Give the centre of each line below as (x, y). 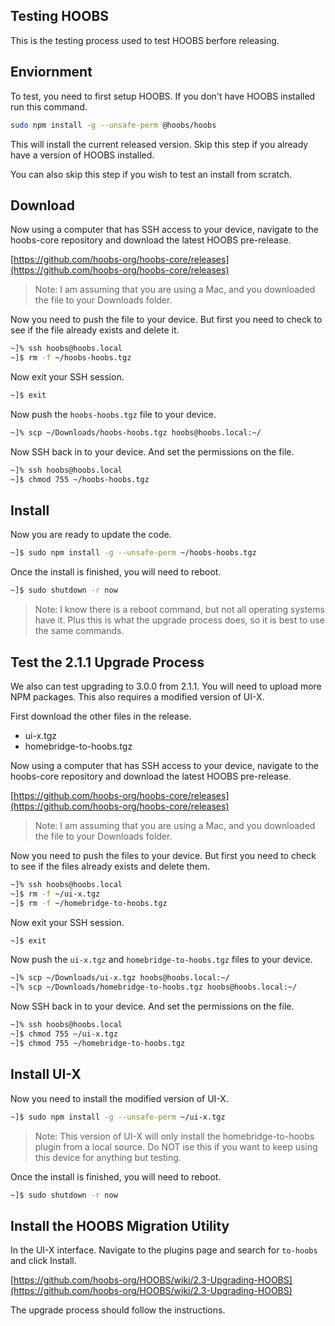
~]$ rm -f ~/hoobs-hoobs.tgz (71, 358)
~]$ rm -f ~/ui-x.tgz (55, 894)
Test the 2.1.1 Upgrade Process (107, 662)
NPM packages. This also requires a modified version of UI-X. (137, 696)
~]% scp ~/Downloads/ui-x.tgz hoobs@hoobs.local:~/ (120, 978)
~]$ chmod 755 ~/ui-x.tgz (64, 1034)
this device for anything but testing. (108, 1157)
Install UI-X (46, 1074)
